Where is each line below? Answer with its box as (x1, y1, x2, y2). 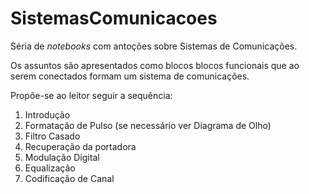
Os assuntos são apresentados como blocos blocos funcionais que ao (10, 59, 300, 71)
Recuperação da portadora (24, 140, 137, 152)
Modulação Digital (24, 151, 100, 163)
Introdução (24, 108, 71, 121)
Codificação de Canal (24, 172, 115, 184)
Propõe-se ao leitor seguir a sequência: (10, 89, 173, 101)
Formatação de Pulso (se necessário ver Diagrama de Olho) (24, 119, 272, 131)
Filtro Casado (24, 130, 81, 142)
